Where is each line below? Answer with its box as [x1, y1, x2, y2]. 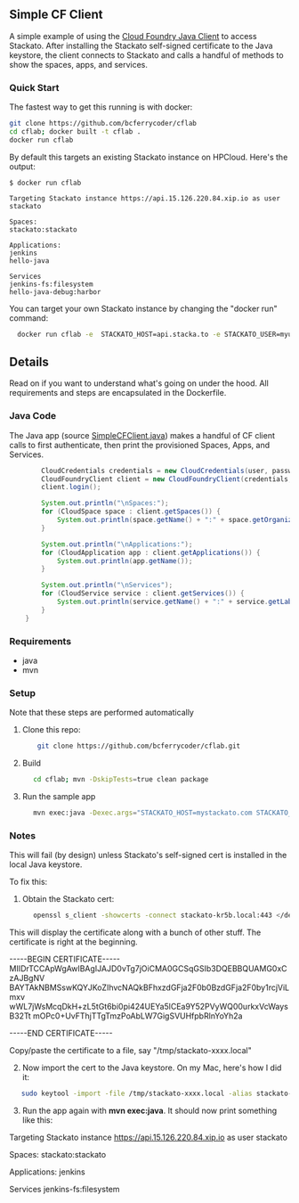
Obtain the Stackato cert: [21, 894, 115, 904]
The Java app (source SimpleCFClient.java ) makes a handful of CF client [9, 430, 276, 440]
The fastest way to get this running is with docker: [9, 102, 193, 112]
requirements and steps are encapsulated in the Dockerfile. [9, 388, 227, 398]
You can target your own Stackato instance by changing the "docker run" [9, 303, 278, 314]
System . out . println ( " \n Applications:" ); [41, 539, 193, 549]
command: [9, 312, 49, 323]
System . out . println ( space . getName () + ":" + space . [56, 516, 253, 525]
